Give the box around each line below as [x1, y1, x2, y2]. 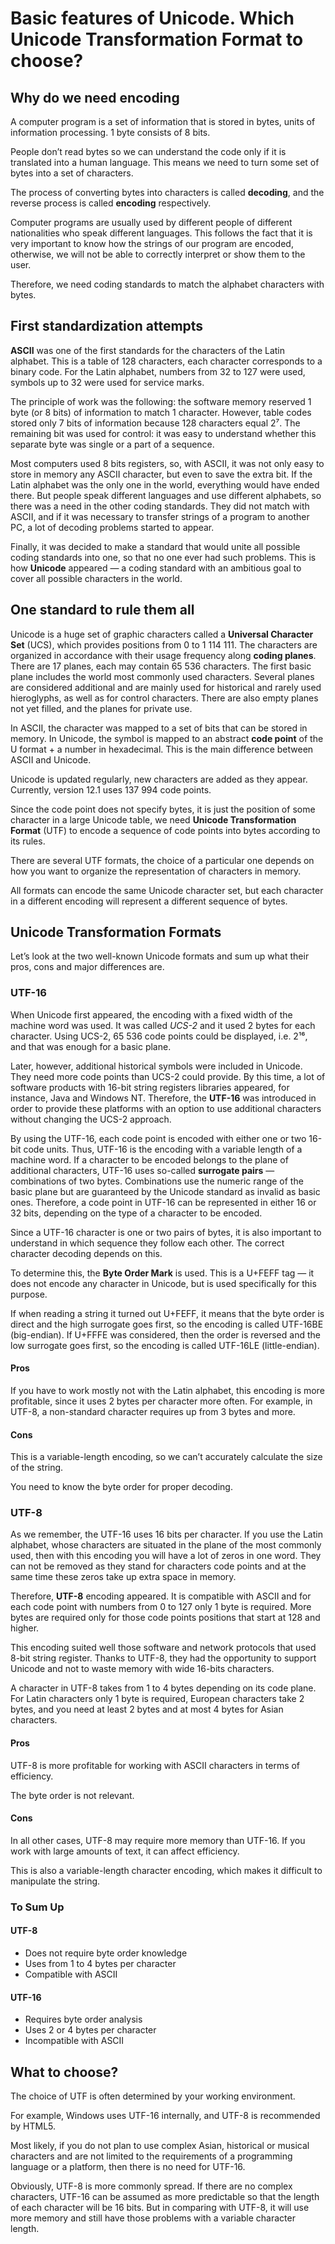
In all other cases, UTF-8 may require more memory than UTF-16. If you [10, 1834, 306, 1846]
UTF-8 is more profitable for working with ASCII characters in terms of [10, 1759, 301, 1771]
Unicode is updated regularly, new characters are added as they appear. [10, 773, 308, 785]
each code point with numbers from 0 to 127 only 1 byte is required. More [10, 1601, 312, 1613]
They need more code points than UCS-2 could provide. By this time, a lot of [10, 1070, 326, 1082]
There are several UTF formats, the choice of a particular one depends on [10, 854, 315, 866]
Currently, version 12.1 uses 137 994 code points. [10, 783, 212, 796]
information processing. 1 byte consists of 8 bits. [10, 127, 211, 138]
